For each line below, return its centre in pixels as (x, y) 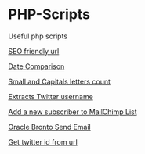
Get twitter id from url (43, 141)
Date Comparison (36, 66)
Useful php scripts (38, 36)
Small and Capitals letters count (60, 81)
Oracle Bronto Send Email (50, 127)
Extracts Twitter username (51, 96)
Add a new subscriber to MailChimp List (72, 112)
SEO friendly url (34, 51)
